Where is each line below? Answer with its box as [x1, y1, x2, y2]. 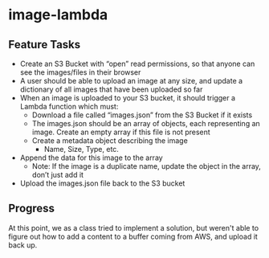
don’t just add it [31, 170, 84, 179]
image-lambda [8, 6, 108, 24]
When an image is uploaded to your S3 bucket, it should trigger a [19, 93, 235, 102]
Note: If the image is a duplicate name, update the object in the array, [31, 162, 261, 170]
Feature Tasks [8, 38, 81, 51]
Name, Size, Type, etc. [43, 145, 119, 154]
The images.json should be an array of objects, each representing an [31, 119, 261, 128]
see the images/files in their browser [19, 68, 141, 77]
